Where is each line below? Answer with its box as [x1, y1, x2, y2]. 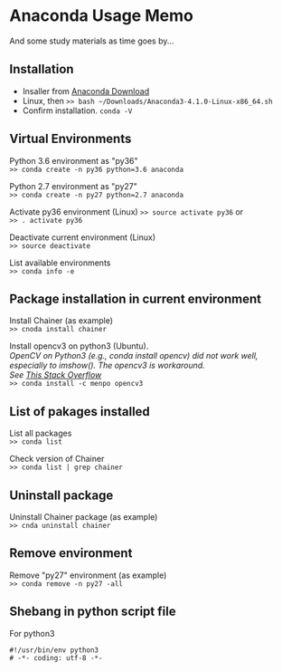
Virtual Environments [9, 131, 132, 147]
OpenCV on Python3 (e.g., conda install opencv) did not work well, [9, 350, 258, 361]
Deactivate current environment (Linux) [9, 232, 156, 243]
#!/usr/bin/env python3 [9, 645, 99, 655]
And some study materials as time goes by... [9, 35, 174, 46]
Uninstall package [9, 487, 114, 503]
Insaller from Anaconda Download [22, 85, 150, 96]
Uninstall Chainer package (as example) [9, 512, 158, 522]
